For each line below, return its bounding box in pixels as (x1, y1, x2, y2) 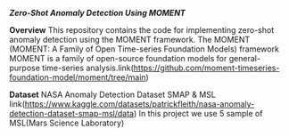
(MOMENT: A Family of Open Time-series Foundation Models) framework (9, 44, 279, 54)
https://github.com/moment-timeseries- (133, 62, 280, 73)
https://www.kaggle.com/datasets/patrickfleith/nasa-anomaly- (24, 99, 255, 109)
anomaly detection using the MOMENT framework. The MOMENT (9, 35, 251, 44)
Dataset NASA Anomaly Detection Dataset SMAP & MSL (9, 89, 216, 100)
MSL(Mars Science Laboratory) (9, 117, 125, 128)
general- (228, 53, 261, 63)
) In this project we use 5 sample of (133, 109, 263, 118)
